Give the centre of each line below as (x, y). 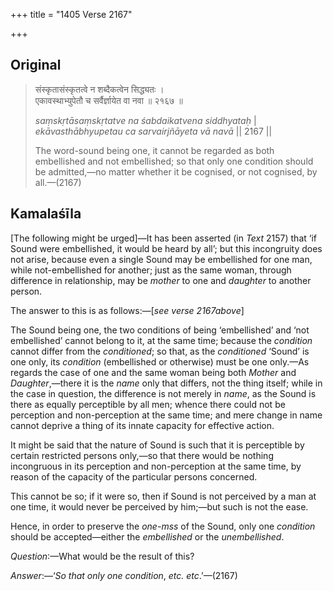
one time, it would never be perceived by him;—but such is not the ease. (159, 506)
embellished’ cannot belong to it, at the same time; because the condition (161, 340)
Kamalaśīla (46, 214)
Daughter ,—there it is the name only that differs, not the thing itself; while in (166, 383)
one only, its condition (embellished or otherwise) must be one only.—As (160, 361)
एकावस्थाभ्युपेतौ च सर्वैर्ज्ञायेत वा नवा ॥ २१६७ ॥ (108, 100)
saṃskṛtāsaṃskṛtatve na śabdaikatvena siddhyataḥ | (145, 120)
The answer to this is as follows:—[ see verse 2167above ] (127, 310)
